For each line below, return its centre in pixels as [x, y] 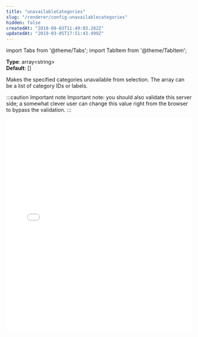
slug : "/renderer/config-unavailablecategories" [67, 17]
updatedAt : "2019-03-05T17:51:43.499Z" [55, 34]
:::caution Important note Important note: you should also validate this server [99, 98]
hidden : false [24, 22]
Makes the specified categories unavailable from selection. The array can [95, 80]
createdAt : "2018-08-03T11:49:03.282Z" [55, 28]
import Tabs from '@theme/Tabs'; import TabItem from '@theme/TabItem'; [97, 50]
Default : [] [19, 68]
